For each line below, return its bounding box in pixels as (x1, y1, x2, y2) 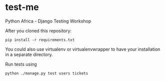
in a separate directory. (5, 51, 53, 57)
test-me (5, 1, 39, 13)
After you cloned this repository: (5, 27, 71, 33)
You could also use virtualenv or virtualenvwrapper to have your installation (5, 46, 160, 52)
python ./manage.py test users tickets (5, 70, 88, 76)
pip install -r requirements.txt (5, 37, 75, 42)
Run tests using (5, 61, 37, 67)
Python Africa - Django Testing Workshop (5, 18, 91, 24)
